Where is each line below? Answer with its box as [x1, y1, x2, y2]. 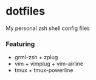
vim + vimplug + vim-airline [14, 60, 83, 68]
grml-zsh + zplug [14, 54, 58, 61]
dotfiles [5, 4, 46, 18]
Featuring [5, 40, 35, 48]
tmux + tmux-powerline [14, 67, 74, 74]
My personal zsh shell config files [5, 24, 90, 32]
